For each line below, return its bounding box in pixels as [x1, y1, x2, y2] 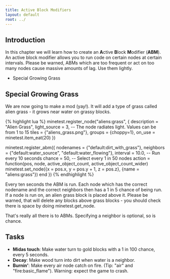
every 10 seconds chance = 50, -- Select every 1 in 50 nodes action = [5, 155, 150, 161]
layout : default [5, 12, 39, 17]
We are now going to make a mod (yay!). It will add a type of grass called [5, 103, 157, 109]
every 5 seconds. [12, 252, 49, 258]
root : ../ [5, 17, 26, 22]
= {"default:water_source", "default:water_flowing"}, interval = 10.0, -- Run [5, 150, 160, 156]
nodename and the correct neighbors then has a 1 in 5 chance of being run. [5, 187, 163, 193]
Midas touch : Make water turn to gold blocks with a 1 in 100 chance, [12, 246, 155, 252]
